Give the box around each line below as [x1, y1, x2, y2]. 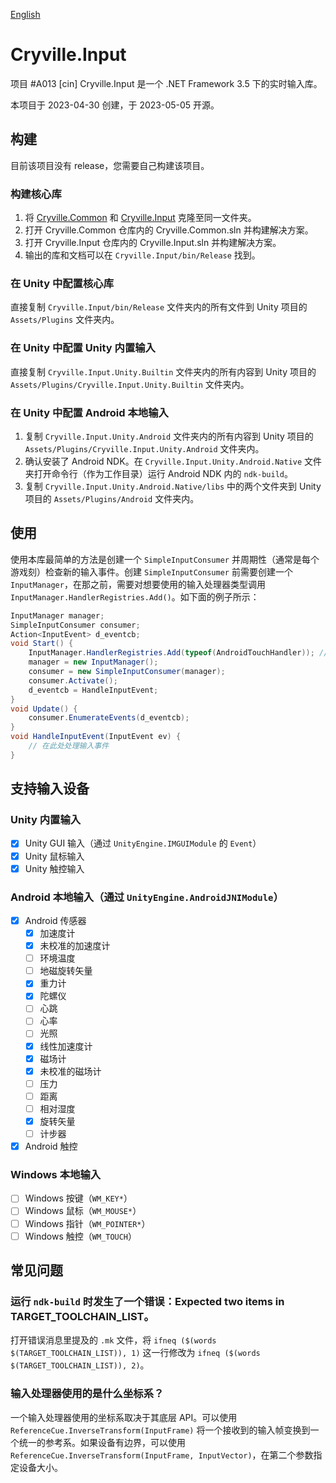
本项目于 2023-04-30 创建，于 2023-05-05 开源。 [10, 99, 220, 111]
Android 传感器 [24, 914, 87, 926]
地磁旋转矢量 [39, 965, 93, 977]
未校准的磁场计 [39, 1065, 102, 1077]
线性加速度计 [39, 1040, 93, 1052]
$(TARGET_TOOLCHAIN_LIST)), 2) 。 [10, 1359, 150, 1371]
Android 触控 [24, 1140, 78, 1153]
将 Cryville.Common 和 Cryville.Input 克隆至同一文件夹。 [24, 212, 257, 224]
